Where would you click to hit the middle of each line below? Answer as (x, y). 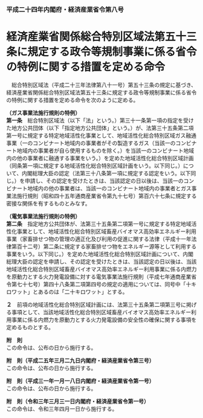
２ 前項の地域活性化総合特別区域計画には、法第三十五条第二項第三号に (96, 304)
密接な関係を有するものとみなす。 (48, 203)
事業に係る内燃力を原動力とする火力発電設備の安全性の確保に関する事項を (104, 320)
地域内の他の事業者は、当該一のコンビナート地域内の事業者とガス (109, 188)
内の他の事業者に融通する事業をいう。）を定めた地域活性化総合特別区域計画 (100, 158)
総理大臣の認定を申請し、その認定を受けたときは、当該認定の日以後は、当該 (101, 262)
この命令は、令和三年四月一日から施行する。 (62, 408)
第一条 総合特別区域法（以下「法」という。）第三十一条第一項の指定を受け (100, 120)
